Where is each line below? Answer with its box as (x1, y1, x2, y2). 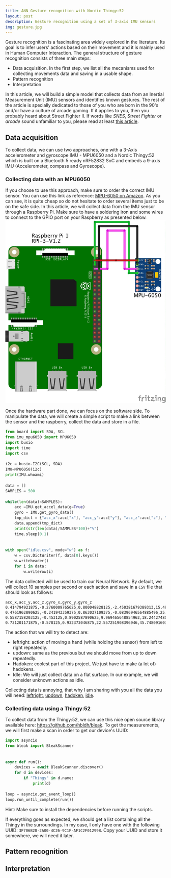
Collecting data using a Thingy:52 (5, 705, 91, 712)
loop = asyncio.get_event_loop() (5, 791, 76, 797)
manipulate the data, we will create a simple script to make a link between (5, 413, 160, 419)
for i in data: (14, 564, 47, 569)
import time (5, 445, 31, 450)
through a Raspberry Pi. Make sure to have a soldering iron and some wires (5, 209, 163, 215)
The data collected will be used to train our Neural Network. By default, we (5, 578, 162, 584)
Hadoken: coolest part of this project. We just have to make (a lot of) (12, 661, 156, 667)
